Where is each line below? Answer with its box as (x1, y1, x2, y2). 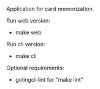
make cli (15, 52, 37, 60)
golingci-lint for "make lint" (15, 76, 84, 83)
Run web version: (6, 17, 50, 24)
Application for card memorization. (6, 5, 94, 12)
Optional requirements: (6, 64, 64, 71)
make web (15, 29, 42, 36)
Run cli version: (6, 41, 45, 48)
